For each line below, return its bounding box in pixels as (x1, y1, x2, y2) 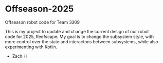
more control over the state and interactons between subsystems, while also (5, 38, 158, 44)
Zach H (12, 53, 27, 59)
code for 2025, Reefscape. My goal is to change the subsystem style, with (5, 34, 154, 39)
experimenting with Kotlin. (5, 44, 57, 50)
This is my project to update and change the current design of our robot (5, 28, 149, 34)
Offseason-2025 (5, 3, 74, 14)
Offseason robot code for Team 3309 (5, 19, 80, 25)
